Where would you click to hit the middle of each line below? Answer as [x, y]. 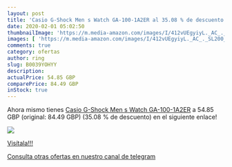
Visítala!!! [20, 143]
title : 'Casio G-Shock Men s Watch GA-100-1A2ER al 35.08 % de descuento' [117, 20]
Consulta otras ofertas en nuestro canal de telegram [81, 157]
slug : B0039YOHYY [32, 65]
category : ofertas [33, 52]
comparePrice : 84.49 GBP [43, 84]
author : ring [26, 58]
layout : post [26, 13]
